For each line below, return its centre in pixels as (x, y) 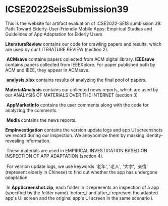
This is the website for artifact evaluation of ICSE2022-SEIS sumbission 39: (83, 23)
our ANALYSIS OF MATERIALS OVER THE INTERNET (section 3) (71, 95)
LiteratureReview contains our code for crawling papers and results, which (83, 44)
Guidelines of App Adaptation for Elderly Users (54, 34)
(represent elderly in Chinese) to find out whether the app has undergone (81, 172)
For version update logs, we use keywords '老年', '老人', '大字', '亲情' (77, 166)
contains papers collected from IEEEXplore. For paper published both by (80, 64)
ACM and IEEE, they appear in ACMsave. (47, 70)
